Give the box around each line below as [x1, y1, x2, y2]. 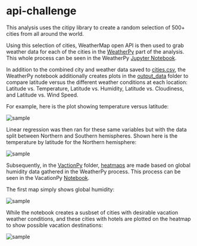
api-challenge [6, 4, 77, 18]
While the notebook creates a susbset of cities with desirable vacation [6, 208, 179, 216]
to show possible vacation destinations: [6, 222, 103, 229]
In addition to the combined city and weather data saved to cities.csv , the [6, 66, 186, 73]
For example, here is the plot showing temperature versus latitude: [6, 102, 169, 110]
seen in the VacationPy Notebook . [6, 174, 90, 181]
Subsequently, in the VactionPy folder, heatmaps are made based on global [6, 161, 190, 169]
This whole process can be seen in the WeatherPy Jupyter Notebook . [6, 54, 177, 61]
